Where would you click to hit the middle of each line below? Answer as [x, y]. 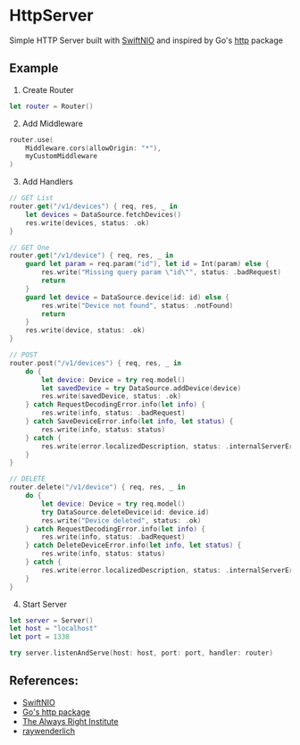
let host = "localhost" [54, 629]
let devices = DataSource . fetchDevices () [103, 214]
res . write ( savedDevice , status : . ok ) [111, 397]
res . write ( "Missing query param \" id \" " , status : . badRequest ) [161, 272]
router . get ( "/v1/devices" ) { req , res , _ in [93, 206]
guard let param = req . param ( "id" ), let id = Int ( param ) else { [147, 264]
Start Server [44, 604]
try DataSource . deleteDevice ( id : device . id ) [125, 512]
